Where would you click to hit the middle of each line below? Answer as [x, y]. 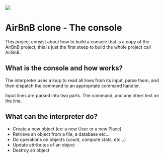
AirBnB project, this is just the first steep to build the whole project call [78, 47]
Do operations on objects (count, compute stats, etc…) [69, 139]
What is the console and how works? [64, 68]
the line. [14, 101]
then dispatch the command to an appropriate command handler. [72, 86]
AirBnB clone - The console [64, 28]
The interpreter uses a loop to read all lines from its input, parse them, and [82, 80]
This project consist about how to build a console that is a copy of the [77, 42]
